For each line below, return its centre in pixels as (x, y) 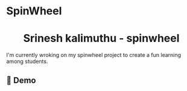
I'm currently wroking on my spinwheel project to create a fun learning (94, 55)
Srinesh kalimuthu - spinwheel (101, 39)
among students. (27, 62)
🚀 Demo (21, 80)
